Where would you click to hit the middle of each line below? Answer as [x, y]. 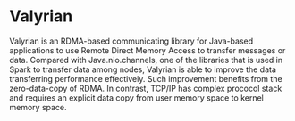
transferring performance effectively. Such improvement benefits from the [146, 78]
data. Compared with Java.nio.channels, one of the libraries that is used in [146, 60]
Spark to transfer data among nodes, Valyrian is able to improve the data [143, 69]
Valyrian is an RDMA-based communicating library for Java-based [131, 41]
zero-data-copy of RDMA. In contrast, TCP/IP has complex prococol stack [146, 88]
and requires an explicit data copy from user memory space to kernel [136, 97]
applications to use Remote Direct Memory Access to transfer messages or [147, 50]
